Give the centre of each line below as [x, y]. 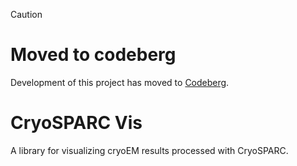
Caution [26, 14]
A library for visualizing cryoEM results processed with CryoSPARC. [149, 150]
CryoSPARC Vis [76, 123]
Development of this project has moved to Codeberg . [120, 82]
